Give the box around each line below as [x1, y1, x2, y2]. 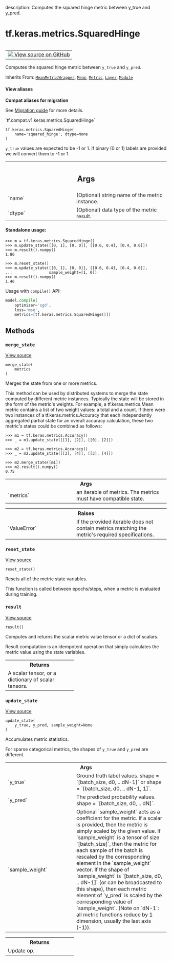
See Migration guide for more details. [5, 108, 84, 114]
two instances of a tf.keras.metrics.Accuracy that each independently [5, 412, 152, 418]
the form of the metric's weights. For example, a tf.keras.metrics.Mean [5, 401, 154, 407]
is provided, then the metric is [76, 821, 148, 828]
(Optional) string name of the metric [76, 191, 163, 199]
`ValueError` [8, 525, 37, 532]
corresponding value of [76, 898, 133, 905]
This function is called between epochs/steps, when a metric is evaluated [5, 586, 161, 592]
